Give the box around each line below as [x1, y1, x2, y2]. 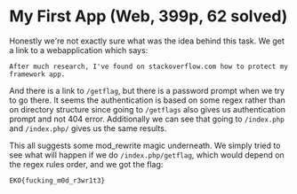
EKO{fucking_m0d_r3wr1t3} [9, 175, 105, 185]
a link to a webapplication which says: [9, 44, 148, 55]
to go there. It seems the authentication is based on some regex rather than [9, 95, 286, 105]
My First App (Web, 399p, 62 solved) [9, 6, 288, 27]
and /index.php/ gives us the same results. [9, 122, 167, 134]
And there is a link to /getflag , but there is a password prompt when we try [9, 85, 285, 96]
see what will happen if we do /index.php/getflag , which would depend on [9, 149, 285, 160]
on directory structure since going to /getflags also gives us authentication [9, 104, 286, 114]
